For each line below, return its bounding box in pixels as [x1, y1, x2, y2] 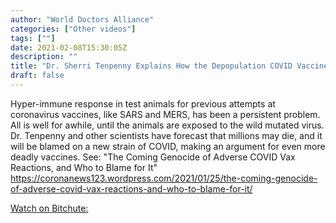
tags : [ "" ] [10, 33, 56, 43]
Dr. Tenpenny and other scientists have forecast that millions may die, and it [10, 129, 323, 141]
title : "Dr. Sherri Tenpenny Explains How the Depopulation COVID [10, 61, 293, 71]
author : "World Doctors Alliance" [10, 14, 155, 25]
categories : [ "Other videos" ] [10, 24, 137, 34]
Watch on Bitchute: [10, 202, 89, 214]
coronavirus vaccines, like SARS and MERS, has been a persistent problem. [10, 108, 321, 120]
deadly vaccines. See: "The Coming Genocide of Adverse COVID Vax [10, 151, 296, 163]
